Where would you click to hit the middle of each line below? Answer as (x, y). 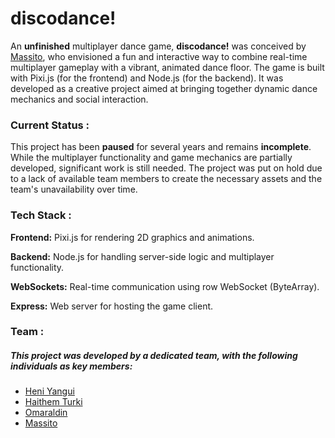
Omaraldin (46, 413)
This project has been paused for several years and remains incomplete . (161, 147)
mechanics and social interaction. (79, 99)
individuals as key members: (71, 366)
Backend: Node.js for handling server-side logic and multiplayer (142, 256)
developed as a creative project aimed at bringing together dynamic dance (164, 88)
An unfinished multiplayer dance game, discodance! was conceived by (158, 46)
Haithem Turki (53, 402)
